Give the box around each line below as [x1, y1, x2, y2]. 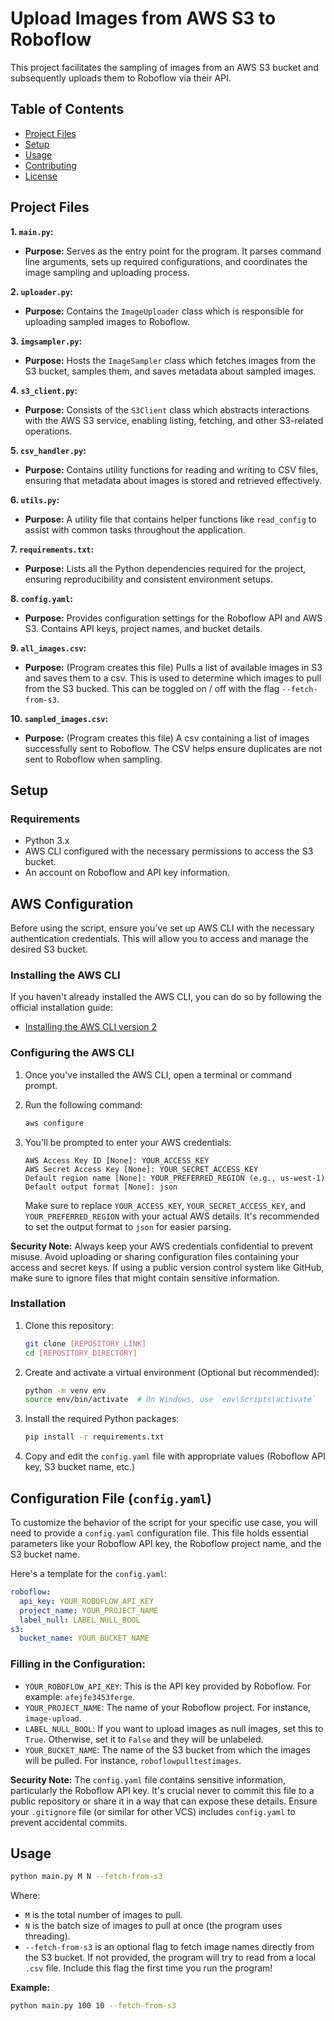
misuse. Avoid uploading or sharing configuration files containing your [10, 1250, 300, 1262]
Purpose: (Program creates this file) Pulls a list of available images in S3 [24, 661, 323, 673]
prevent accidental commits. [10, 1816, 128, 1828]
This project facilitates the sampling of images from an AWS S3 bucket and [10, 61, 319, 73]
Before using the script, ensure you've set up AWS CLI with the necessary [10, 922, 315, 934]
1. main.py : [10, 225, 54, 237]
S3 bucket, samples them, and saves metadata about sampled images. [24, 365, 317, 377]
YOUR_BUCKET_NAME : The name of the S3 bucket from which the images [24, 1743, 311, 1756]
